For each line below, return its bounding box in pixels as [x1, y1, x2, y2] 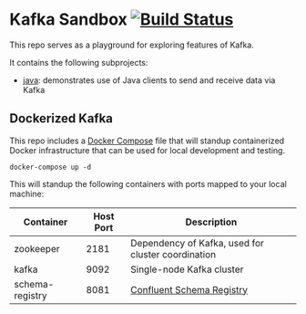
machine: [9, 188, 45, 199]
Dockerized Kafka [9, 110, 114, 127]
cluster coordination [130, 247, 217, 260]
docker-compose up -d [9, 162, 92, 172]
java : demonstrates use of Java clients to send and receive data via [22, 74, 276, 86]
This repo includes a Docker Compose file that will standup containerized [9, 135, 285, 146]
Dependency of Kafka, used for [130, 236, 264, 249]
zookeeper [14, 242, 61, 255]
